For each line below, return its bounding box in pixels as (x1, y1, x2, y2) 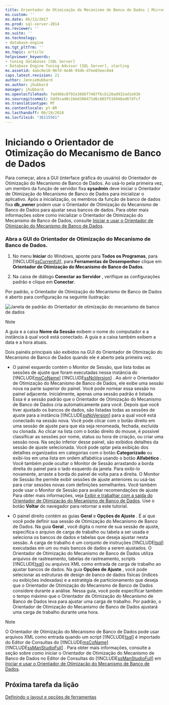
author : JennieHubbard (5, 77, 53, 83)
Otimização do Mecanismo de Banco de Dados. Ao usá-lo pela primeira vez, (5, 180, 163, 186)
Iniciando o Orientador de (5, 136, 114, 148)
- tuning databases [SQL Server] (5, 59, 75, 64)
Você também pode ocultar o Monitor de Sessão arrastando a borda (12, 460, 154, 466)
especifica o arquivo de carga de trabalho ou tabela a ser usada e (12, 529, 149, 535)
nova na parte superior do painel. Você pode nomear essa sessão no (12, 385, 156, 391)
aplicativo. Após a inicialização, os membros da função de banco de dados (5, 196, 161, 202)
